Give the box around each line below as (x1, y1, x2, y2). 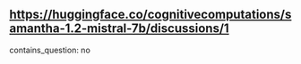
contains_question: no (9, 44, 91, 55)
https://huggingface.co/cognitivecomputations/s (9, 7, 292, 22)
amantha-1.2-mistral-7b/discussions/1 (9, 21, 230, 36)
